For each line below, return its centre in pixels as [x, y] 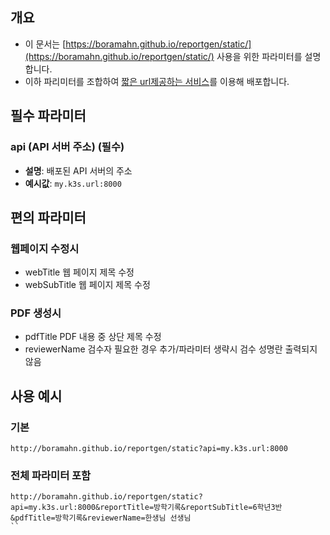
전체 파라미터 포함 [51, 476]
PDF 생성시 [36, 313]
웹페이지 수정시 [45, 248]
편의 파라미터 [48, 217]
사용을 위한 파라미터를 [259, 56]
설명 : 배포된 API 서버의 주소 [78, 170]
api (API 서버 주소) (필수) [67, 147]
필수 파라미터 [48, 116]
